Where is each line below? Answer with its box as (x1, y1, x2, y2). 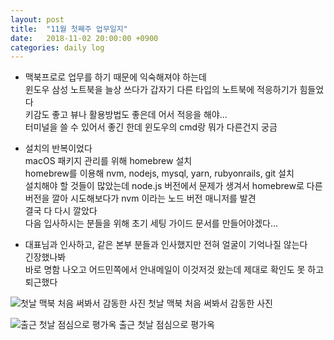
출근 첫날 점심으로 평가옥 (118, 319, 215, 331)
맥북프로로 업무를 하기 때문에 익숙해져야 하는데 (24, 71, 207, 83)
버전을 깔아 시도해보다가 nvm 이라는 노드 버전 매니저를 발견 (24, 192, 257, 205)
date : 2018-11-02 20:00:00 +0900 (10, 33, 159, 43)
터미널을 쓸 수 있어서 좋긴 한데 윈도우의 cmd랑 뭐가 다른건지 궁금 (24, 121, 278, 133)
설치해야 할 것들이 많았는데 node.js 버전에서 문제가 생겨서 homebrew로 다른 (24, 180, 323, 192)
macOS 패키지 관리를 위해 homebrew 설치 (24, 155, 193, 167)
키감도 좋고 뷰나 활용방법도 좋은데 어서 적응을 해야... (24, 109, 228, 121)
